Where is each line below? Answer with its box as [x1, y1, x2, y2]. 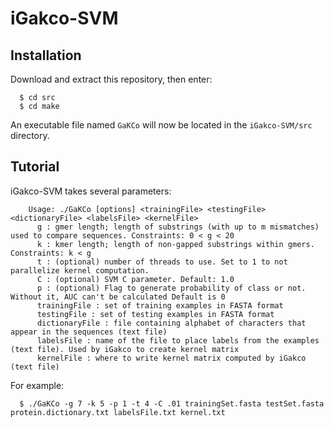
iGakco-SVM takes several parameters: [10, 185, 172, 197]
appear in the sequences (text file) [10, 327, 168, 337]
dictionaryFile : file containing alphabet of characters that [36, 318, 307, 328]
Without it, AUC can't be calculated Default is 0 [10, 292, 226, 302]
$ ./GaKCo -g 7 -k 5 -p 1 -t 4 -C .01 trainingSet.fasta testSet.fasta [19, 398, 325, 409]
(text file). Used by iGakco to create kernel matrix [10, 344, 240, 354]
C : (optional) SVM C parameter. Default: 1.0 [36, 274, 235, 284]
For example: [10, 379, 65, 391]
